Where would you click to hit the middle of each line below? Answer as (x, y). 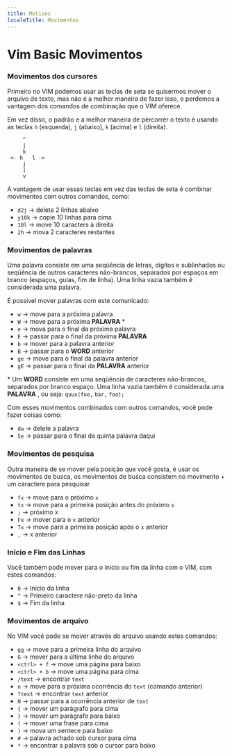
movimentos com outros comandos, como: (68, 196)
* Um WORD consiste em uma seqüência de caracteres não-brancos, (107, 379)
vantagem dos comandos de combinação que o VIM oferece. (95, 106)
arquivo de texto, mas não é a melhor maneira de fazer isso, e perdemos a (114, 99)
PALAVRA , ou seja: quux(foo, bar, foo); (66, 394)
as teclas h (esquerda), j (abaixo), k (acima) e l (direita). (88, 126)
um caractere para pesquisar (49, 484)
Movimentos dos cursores (52, 76)
